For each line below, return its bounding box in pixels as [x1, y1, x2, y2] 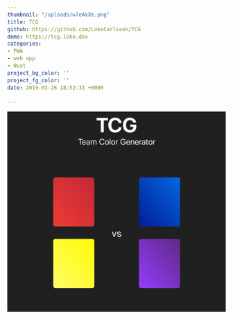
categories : [7, 40, 42, 48]
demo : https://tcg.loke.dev [7, 33, 89, 40]
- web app [7, 55, 36, 62]
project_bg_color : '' [7, 69, 70, 76]
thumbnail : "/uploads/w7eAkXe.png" [7, 11, 110, 18]
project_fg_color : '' [7, 77, 70, 84]
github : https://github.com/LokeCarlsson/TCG [7, 26, 141, 33]
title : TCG [7, 18, 39, 26]
